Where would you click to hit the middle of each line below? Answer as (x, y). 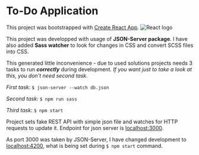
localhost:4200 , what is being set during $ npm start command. (85, 145)
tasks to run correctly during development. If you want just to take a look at (99, 69)
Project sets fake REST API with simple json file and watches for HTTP (92, 121)
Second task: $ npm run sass (42, 99)
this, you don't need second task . (47, 75)
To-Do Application (52, 11)
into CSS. (18, 51)
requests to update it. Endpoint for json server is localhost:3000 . (85, 128)
